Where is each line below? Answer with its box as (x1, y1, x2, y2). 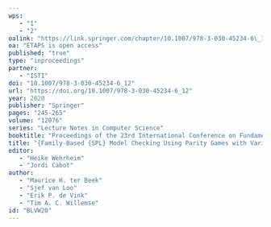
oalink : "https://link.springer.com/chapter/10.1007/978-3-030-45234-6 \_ (8, 34, 262, 43)
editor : (8, 147, 35, 155)
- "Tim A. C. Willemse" (19, 199, 99, 207)
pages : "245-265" (8, 109, 67, 118)
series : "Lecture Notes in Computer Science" (8, 124, 164, 132)
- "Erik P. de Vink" (19, 191, 89, 200)
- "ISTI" (19, 72, 48, 80)
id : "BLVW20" (8, 206, 52, 214)
